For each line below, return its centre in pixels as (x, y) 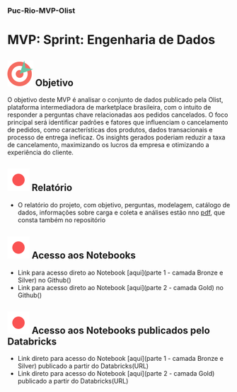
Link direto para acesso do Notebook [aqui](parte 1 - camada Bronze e (121, 359)
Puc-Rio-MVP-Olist (41, 11)
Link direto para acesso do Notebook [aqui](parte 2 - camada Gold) (116, 374)
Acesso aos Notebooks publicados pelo (121, 330)
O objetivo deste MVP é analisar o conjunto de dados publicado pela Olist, (115, 99)
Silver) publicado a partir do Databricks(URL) (83, 366)
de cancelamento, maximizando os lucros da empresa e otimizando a (109, 144)
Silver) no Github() (45, 280)
